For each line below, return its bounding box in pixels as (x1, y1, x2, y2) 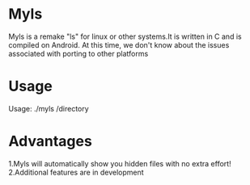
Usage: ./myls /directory (8, 103, 89, 113)
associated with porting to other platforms (8, 48, 149, 58)
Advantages (8, 132, 93, 150)
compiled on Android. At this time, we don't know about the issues (8, 40, 230, 49)
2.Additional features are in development (8, 167, 144, 177)
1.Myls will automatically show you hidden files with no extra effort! (8, 158, 232, 168)
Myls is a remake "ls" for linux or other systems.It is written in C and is (8, 32, 242, 41)
